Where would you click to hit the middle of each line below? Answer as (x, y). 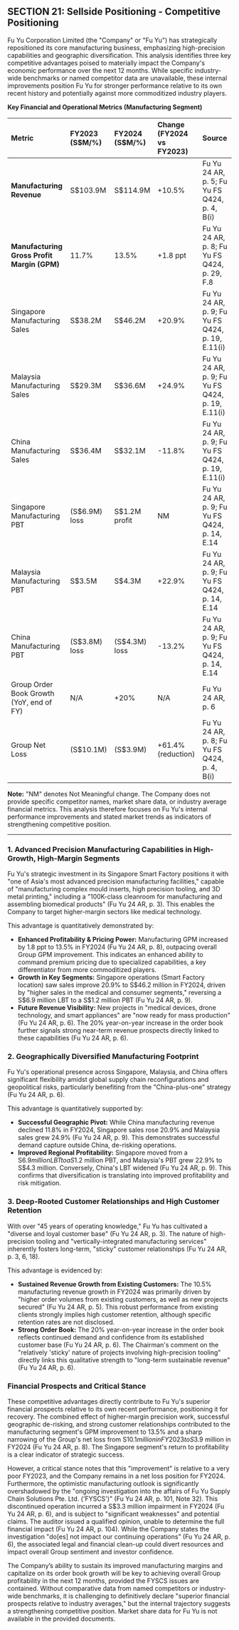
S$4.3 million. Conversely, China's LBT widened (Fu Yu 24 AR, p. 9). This (124, 1168)
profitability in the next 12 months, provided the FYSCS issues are (103, 1581)
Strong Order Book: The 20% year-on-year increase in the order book (121, 1330)
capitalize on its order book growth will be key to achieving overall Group (114, 1573)
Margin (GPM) (35, 264)
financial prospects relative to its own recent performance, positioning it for (118, 1409)
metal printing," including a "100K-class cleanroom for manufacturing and (115, 897)
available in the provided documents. (62, 1619)
